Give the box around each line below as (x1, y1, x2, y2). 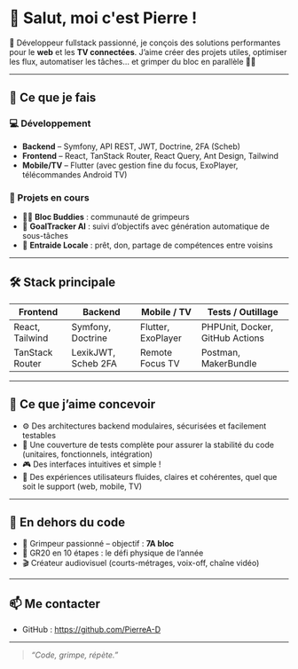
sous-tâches (21, 230, 69, 240)
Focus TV (140, 357, 180, 369)
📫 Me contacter (9, 596, 100, 611)
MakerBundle (200, 357, 257, 369)
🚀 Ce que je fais (9, 91, 97, 106)
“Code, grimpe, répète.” (30, 649, 119, 660)
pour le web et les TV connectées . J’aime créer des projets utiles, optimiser (9, 46, 287, 57)
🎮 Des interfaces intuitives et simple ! (21, 459, 161, 469)
